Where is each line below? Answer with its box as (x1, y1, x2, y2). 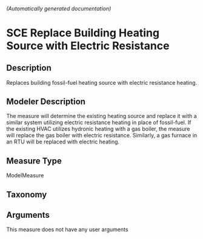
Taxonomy (6, 189, 47, 200)
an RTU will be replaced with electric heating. (6, 138, 120, 145)
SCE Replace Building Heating (6, 26, 159, 39)
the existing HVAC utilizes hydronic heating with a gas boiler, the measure (6, 125, 190, 133)
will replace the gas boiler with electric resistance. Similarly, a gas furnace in (6, 132, 198, 139)
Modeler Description (6, 96, 86, 106)
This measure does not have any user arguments (6, 226, 128, 233)
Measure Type (6, 156, 62, 166)
